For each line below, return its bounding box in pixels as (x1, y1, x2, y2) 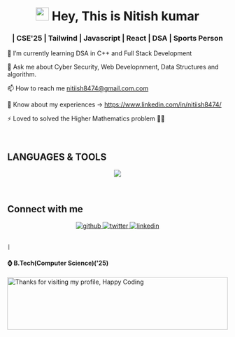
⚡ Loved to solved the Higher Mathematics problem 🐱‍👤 (7, 114, 166, 123)
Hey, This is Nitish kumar (51, 8, 199, 25)
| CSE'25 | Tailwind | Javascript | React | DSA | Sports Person (11, 34, 224, 43)
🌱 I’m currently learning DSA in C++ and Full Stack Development (7, 49, 192, 57)
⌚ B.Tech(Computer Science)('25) (7, 259, 109, 267)
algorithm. (7, 70, 37, 78)
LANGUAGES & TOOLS (7, 151, 107, 163)
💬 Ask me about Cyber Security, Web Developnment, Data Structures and (7, 63, 219, 71)
